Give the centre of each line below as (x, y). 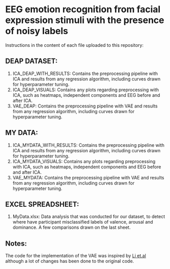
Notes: (16, 243)
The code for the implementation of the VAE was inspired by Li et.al (76, 256)
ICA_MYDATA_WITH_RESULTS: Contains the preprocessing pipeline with (89, 145)
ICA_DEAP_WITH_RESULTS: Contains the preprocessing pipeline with (85, 73)
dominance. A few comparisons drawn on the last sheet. (72, 227)
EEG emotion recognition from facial (83, 9)
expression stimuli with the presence (85, 20)
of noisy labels (37, 31)
